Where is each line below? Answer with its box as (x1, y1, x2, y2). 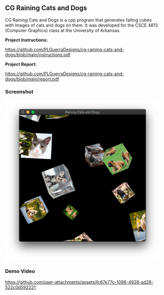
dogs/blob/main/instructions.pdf (5, 52, 71, 58)
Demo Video (5, 268, 35, 275)
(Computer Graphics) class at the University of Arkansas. (5, 27, 121, 33)
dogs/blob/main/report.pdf (5, 76, 59, 82)
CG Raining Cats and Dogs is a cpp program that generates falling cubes (5, 17, 152, 23)
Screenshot (5, 88, 33, 95)
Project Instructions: (5, 37, 48, 43)
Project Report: (5, 61, 37, 67)
